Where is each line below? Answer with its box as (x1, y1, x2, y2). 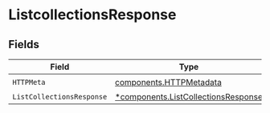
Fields (8, 38, 40, 51)
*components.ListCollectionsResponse (115, 91, 263, 102)
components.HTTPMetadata (115, 76, 223, 87)
